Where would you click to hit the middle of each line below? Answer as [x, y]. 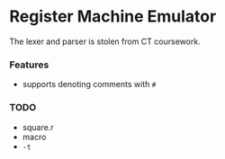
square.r [38, 127]
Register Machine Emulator [113, 17]
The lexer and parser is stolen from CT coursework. [105, 41]
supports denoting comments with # [89, 84]
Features [29, 65]
